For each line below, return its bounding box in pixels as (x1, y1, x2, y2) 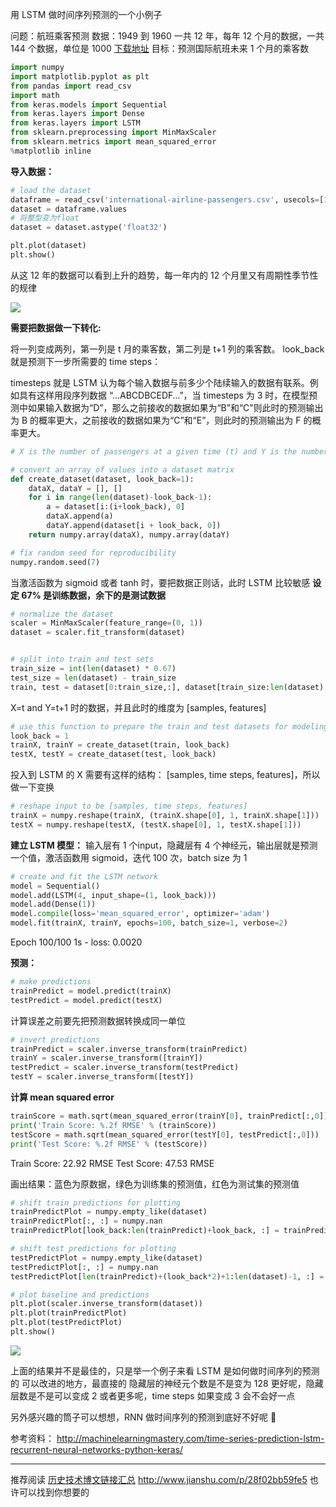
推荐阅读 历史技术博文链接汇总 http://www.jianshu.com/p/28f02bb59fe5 (10, 1473, 308, 1485)
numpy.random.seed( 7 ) (10, 557, 101, 567)
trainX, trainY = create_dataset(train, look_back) (10, 740, 230, 750)
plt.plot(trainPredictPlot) (10, 1308, 128, 1318)
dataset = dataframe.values (10, 204, 128, 214)
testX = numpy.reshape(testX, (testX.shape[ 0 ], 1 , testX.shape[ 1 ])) (10, 819, 302, 830)
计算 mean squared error (10, 1091, 115, 1103)
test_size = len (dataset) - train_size (10, 673, 177, 683)
